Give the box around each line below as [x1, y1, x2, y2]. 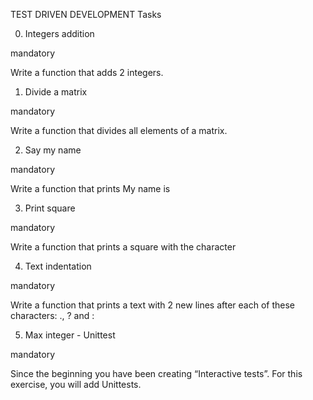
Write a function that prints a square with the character [10, 241, 237, 253]
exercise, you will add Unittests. [10, 379, 142, 390]
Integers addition [24, 28, 95, 39]
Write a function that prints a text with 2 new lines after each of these [10, 299, 296, 311]
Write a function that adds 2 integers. [10, 67, 164, 78]
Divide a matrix [24, 86, 88, 98]
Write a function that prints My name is [10, 183, 171, 194]
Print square [24, 202, 76, 214]
